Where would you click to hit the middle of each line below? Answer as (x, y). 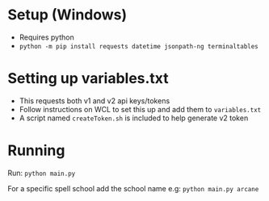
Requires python (46, 37)
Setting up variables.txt (88, 79)
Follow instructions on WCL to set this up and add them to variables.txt (140, 109)
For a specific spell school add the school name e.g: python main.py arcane (133, 188)
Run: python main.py (42, 173)
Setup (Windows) (67, 15)
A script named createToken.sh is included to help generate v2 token (134, 118)
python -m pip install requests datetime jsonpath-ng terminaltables (139, 46)
